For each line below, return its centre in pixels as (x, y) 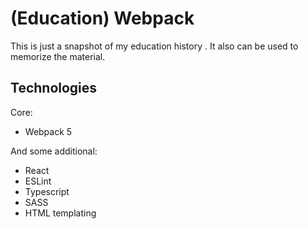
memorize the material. (58, 56)
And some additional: (54, 151)
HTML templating (60, 213)
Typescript (47, 191)
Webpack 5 (48, 131)
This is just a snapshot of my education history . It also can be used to (154, 46)
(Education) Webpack (102, 18)
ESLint (38, 181)
